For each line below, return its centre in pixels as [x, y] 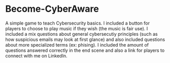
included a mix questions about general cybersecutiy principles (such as [82, 34]
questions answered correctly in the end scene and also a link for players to [85, 50]
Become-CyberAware [52, 9]
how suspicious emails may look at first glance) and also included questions [85, 39]
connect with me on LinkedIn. [36, 56]
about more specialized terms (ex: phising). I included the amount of [77, 45]
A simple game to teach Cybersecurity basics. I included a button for [78, 23]
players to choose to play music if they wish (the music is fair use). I [77, 28]
